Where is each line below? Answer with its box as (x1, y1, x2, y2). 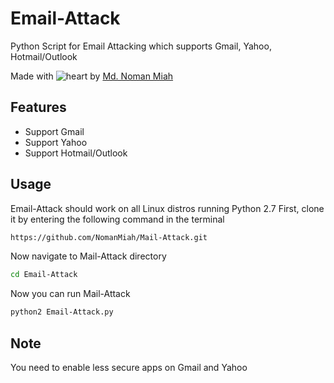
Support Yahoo (24, 136, 88, 148)
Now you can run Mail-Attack (10, 288, 131, 300)
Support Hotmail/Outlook (24, 147, 128, 159)
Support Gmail (24, 125, 85, 137)
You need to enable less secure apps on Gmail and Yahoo (10, 362, 248, 373)
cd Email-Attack (10, 270, 78, 280)
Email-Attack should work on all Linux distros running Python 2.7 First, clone (10, 202, 325, 214)
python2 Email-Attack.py (10, 307, 114, 317)
